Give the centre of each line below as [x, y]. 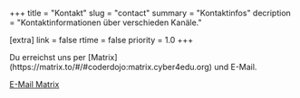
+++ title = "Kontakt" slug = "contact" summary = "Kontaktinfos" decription [150, 13]
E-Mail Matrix [34, 84]
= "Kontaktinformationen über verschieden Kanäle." [106, 22]
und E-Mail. [236, 67]
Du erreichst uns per [48, 57]
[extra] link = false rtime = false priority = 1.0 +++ [102, 40]
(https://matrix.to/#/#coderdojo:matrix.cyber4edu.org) [111, 67]
